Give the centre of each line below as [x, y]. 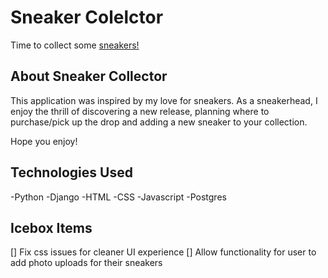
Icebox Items [51, 227]
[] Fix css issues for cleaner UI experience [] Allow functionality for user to [163, 252]
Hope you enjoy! [44, 141]
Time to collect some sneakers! [75, 45]
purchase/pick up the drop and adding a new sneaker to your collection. [159, 122]
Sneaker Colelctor [87, 17]
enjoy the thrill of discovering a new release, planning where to [140, 111]
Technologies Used [71, 172]
